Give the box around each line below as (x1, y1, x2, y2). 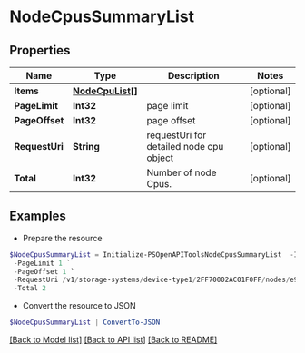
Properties (9, 43, 71, 58)
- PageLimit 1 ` (13, 259, 71, 268)
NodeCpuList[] (72, 84, 138, 97)
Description (167, 70, 220, 82)
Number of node (146, 166, 217, 179)
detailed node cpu (146, 141, 224, 152)
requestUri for (146, 129, 207, 142)
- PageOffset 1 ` (13, 267, 75, 276)
